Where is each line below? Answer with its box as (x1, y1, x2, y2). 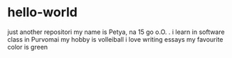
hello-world (7, 4, 78, 21)
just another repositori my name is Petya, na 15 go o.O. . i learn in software (7, 28, 226, 36)
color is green (7, 42, 48, 51)
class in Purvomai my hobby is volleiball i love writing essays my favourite (7, 35, 223, 43)
